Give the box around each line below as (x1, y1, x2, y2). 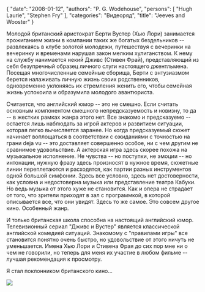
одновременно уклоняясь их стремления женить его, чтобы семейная (6, 82, 193, 89)
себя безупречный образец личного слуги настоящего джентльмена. (6, 62, 188, 70)
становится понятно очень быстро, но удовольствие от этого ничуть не (6, 236, 195, 243)
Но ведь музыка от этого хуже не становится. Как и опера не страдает (6, 185, 193, 192)
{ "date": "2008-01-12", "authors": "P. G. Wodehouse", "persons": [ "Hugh (6, 6, 193, 12)
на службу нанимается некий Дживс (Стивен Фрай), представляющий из (6, 56, 199, 63)
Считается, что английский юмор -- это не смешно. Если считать (6, 100, 179, 108)
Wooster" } (6, 18, 34, 25)
